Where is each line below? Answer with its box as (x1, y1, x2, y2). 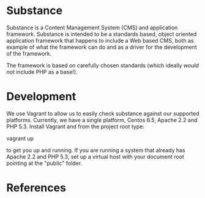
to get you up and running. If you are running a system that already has (6, 146, 185, 153)
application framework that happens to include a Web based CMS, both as (6, 37, 194, 44)
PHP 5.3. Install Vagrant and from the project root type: (6, 123, 145, 130)
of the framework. (6, 50, 52, 57)
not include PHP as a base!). (6, 68, 78, 75)
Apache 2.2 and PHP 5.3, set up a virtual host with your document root (6, 153, 185, 160)
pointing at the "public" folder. (6, 159, 83, 167)
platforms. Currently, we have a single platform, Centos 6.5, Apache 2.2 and (6, 116, 198, 123)
